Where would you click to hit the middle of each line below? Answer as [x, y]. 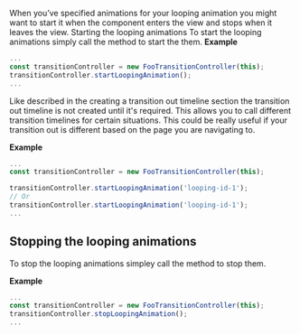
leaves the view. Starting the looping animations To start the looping [136, 32]
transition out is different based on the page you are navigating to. [132, 129]
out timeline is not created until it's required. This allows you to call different [150, 110]
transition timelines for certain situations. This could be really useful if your [148, 120]
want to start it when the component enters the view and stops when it [141, 23]
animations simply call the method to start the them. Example [123, 42]
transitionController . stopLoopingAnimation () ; [98, 314]
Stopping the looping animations [103, 241]
